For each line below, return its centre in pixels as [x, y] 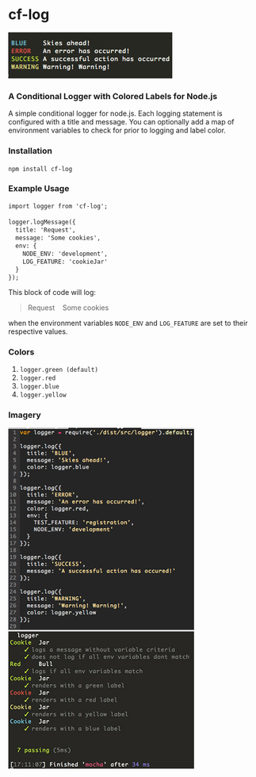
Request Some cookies [68, 308]
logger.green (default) [59, 370]
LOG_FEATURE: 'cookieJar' [65, 262]
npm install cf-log [40, 169]
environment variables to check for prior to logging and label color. [117, 130]
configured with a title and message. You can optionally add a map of [122, 122]
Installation [31, 151]
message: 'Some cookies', [58, 238]
